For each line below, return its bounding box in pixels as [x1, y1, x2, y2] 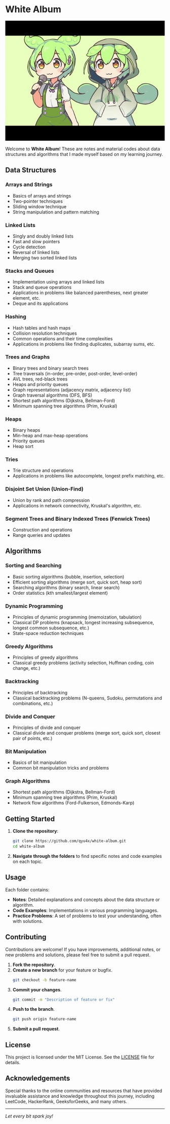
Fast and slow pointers [12, 238, 60, 244]
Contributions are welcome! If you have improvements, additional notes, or [5, 946, 161, 952]
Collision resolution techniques [12, 330, 77, 336]
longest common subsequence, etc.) [12, 625, 90, 631]
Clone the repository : [12, 828, 59, 834]
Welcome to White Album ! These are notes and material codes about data [5, 146, 160, 152]
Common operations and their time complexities [12, 335, 113, 341]
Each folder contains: [5, 886, 50, 892]
